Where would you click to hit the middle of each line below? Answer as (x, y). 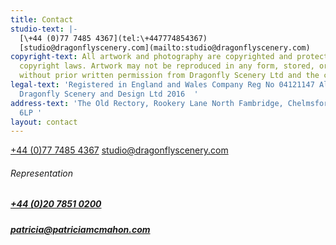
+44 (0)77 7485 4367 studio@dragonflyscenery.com (119, 150)
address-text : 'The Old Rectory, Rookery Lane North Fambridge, (147, 103)
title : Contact (42, 19)
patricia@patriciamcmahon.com (80, 229)
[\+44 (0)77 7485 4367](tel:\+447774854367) (113, 38)
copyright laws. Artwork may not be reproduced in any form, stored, (167, 66)
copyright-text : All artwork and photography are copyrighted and (151, 57)
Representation (41, 173)
